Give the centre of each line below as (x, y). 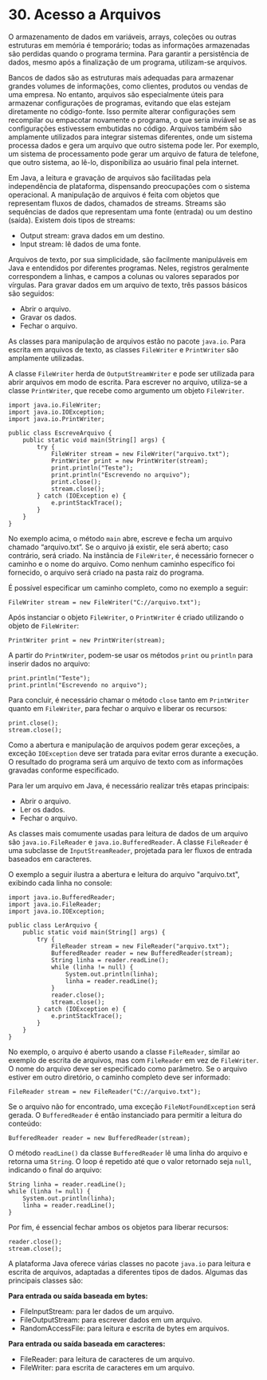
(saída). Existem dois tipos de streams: (72, 220)
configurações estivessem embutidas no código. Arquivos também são (125, 128)
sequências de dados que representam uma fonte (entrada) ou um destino (131, 211)
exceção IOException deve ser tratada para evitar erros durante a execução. (133, 753)
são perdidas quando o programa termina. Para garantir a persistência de (129, 53)
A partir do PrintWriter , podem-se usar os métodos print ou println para (131, 655)
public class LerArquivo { (53, 925)
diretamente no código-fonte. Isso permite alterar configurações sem (122, 111)
